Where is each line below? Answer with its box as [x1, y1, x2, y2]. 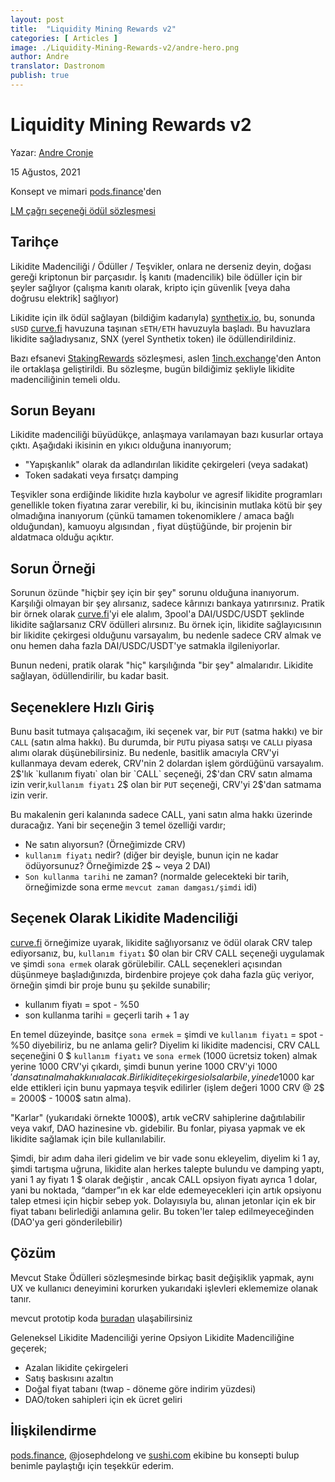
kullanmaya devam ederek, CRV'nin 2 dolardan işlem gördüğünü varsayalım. [10, 757, 325, 770]
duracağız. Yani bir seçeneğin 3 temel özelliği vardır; [10, 819, 227, 831]
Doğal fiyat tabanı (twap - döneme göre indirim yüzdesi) [24, 1382, 257, 1395]
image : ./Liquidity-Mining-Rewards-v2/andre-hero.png [10, 42, 240, 53]
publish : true [10, 71, 70, 81]
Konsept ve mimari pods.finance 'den [10, 185, 162, 197]
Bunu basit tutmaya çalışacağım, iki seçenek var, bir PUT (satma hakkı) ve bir [10, 726, 323, 738]
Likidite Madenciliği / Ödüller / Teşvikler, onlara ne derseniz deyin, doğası [10, 260, 312, 272]
